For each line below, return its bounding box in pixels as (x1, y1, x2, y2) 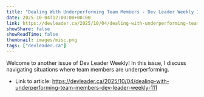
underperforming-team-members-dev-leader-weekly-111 (15, 84, 158, 91)
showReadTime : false (6, 32, 59, 38)
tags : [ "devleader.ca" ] (6, 43, 67, 49)
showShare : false (6, 25, 50, 32)
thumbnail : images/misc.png (6, 37, 78, 43)
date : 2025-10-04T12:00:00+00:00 (6, 15, 91, 21)
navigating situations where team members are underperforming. (6, 65, 169, 73)
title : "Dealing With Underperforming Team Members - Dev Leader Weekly (6, 8, 194, 15)
